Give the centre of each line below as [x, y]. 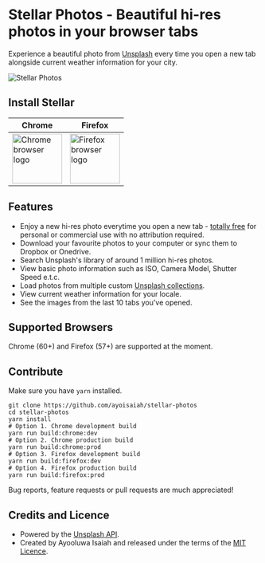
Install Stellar [41, 102]
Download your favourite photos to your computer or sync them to [128, 243]
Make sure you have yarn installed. [65, 391]
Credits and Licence [59, 515]
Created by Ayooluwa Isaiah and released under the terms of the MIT [133, 543]
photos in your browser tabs [103, 31]
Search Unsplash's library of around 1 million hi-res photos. [117, 260]
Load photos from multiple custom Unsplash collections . [112, 285]
